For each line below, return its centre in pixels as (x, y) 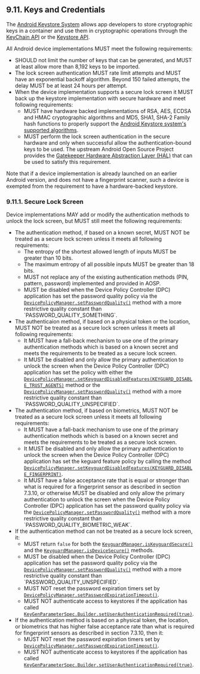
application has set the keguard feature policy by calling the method (107, 461)
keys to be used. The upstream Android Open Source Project (99, 149)
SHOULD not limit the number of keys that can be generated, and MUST (103, 60)
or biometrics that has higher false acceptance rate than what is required (104, 627)
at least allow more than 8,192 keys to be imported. (77, 66)
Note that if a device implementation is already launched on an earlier (92, 173)
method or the (83, 385)
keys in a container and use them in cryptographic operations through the (97, 31)
